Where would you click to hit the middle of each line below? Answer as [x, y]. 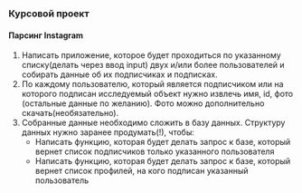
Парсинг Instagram [46, 35]
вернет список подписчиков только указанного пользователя [155, 151]
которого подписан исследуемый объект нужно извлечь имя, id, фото [157, 94]
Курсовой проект [49, 14]
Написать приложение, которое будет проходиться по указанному [151, 55]
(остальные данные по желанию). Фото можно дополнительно [143, 103]
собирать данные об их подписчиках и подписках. [119, 74]
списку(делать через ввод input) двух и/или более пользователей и [153, 65]
